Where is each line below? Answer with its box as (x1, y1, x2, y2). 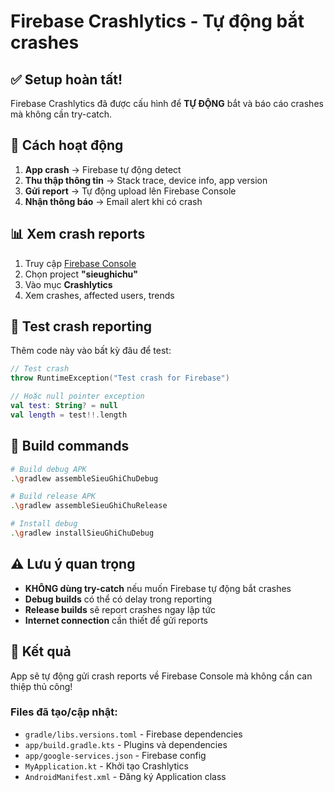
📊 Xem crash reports (10, 226, 146, 243)
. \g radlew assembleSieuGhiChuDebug (10, 473, 159, 484)
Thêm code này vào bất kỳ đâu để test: (10, 345, 172, 357)
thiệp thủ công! (10, 680, 73, 692)
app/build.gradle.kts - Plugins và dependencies (24, 738, 228, 750)
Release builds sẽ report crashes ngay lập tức (24, 603, 217, 615)
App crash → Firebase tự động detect (24, 163, 182, 175)
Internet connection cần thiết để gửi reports (24, 614, 208, 626)
